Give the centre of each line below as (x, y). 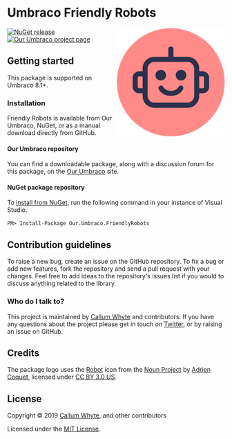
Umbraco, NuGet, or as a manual (54, 125)
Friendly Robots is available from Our (60, 118)
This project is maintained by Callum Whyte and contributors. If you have (111, 316)
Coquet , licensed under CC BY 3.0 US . (62, 377)
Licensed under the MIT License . (54, 429)
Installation (27, 103)
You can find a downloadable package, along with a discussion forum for (111, 164)
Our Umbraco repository (43, 149)
